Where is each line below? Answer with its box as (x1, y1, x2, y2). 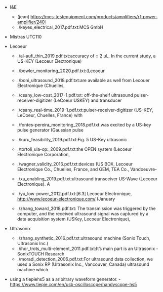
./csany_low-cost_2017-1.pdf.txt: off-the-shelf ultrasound (17, 92, 133, 98)
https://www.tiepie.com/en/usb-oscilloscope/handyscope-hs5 (9, 282, 137, 287)
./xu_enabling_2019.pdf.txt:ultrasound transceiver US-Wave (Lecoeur (17, 176, 158, 182)
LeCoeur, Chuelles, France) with (17, 112, 83, 118)
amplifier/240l (17, 19, 46, 25)
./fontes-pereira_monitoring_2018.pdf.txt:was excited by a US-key (17, 122, 152, 127)
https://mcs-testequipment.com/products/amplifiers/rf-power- (30, 14, 158, 19)
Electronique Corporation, (17, 152, 70, 157)
